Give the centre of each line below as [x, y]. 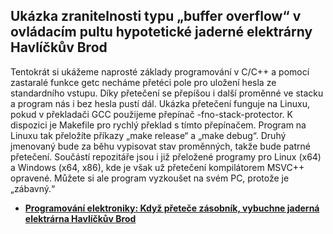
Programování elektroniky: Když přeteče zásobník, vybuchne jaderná [172, 208]
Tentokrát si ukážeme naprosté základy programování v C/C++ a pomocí [160, 71]
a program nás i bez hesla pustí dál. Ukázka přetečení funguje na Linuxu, [160, 103]
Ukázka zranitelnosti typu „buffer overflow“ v [156, 16]
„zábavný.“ [33, 188]
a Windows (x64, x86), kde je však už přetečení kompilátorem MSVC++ [157, 167]
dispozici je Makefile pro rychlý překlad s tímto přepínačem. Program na [158, 125]
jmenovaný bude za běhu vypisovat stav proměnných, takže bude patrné [160, 146]
